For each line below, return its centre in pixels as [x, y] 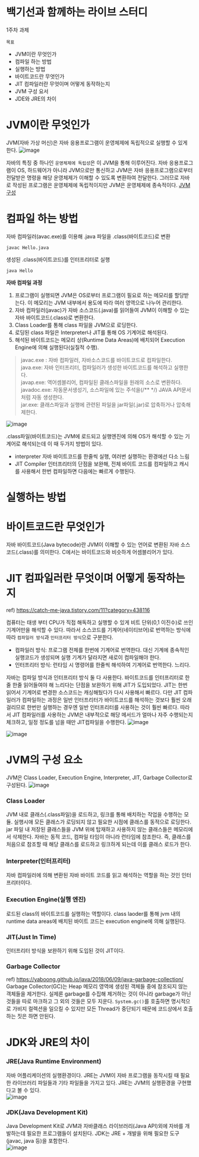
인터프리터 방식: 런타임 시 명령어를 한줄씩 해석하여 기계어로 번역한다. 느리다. [103, 665]
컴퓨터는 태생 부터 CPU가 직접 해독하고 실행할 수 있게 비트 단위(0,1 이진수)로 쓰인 [100, 622]
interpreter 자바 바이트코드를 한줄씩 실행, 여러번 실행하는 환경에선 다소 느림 [102, 456]
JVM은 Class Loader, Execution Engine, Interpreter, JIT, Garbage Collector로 [99, 777]
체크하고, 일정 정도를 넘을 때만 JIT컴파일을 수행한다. [66, 722]
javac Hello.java [28, 248]
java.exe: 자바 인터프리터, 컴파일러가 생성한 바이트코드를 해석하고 [97, 367]
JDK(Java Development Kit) [47, 1112]
